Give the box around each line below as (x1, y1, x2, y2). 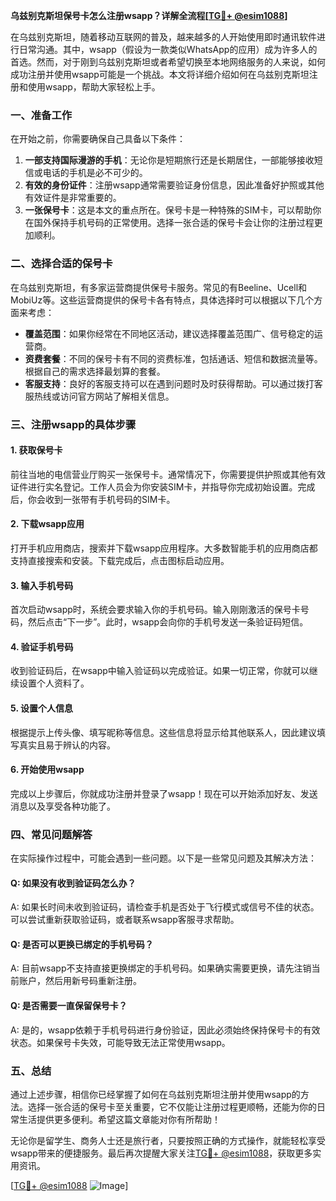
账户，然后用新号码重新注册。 (18, 975, 142, 987)
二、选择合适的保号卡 (10, 257, 113, 271)
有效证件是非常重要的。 (24, 192, 122, 204)
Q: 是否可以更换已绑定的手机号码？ (10, 938, 154, 950)
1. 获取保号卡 (10, 444, 63, 456)
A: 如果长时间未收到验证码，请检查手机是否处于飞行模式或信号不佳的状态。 (10, 901, 320, 913)
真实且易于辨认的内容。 (18, 739, 116, 751)
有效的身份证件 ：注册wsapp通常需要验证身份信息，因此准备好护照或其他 (24, 179, 325, 191)
